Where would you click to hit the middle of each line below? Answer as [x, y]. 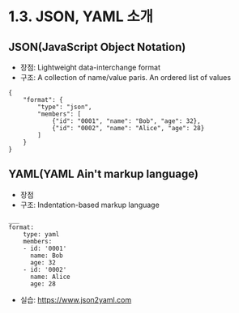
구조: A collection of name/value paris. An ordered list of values [126, 77]
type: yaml [41, 234]
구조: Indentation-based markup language [90, 205]
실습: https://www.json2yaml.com [76, 299]
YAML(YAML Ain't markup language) [103, 174]
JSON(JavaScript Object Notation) [97, 47]
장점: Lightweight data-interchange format [90, 67]
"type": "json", [65, 107]
